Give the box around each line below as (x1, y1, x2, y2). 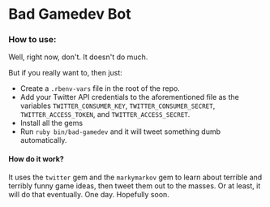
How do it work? (8, 154, 65, 164)
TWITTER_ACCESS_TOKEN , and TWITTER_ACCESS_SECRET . (19, 110, 191, 119)
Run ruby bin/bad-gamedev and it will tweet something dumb (19, 127, 221, 136)
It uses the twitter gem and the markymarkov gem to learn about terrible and (8, 172, 263, 182)
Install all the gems (19, 119, 84, 128)
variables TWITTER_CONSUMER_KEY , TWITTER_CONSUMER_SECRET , (19, 101, 216, 110)
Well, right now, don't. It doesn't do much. (8, 52, 148, 62)
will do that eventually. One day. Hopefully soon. (8, 189, 170, 199)
